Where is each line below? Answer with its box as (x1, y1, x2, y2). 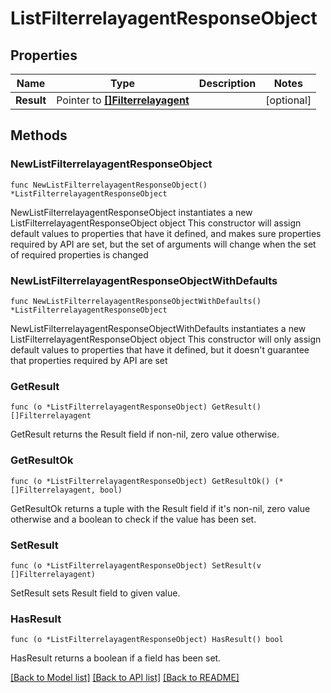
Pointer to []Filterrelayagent (56, 93, 190, 107)
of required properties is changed (10, 248, 149, 261)
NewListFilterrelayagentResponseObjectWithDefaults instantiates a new (10, 322, 307, 334)
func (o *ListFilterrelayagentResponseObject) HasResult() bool (10, 635, 284, 645)
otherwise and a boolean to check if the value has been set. (10, 513, 257, 525)
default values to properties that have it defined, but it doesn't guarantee (10, 343, 310, 356)
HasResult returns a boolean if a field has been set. (10, 652, 222, 664)
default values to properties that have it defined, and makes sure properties (10, 227, 322, 239)
